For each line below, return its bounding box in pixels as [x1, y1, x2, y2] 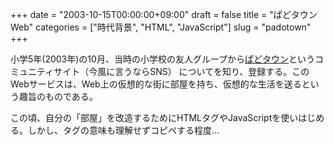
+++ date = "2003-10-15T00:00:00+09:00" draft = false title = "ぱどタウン [10, 9, 318, 20]
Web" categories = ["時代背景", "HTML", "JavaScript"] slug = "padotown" [10, 21, 312, 33]
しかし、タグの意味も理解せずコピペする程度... [27, 124, 220, 136]
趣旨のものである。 [18, 91, 98, 102]
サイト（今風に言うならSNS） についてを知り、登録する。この [53, 66, 310, 77]
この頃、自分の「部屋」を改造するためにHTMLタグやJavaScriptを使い [10, 112, 299, 123]
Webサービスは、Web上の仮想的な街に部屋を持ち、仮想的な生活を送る [10, 78, 302, 90]
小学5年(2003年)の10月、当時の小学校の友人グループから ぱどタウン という [10, 53, 316, 65]
